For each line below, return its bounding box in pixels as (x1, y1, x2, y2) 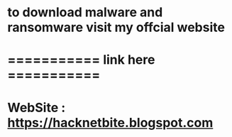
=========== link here (7, 52, 155, 68)
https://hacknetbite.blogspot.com (7, 114, 214, 131)
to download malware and (7, 4, 163, 21)
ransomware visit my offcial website (7, 19, 226, 35)
